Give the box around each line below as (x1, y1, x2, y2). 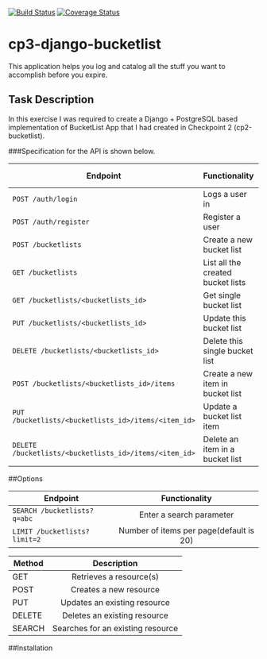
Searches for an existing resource (52, 622, 179, 634)
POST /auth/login (12, 195, 78, 203)
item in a (203, 443, 235, 454)
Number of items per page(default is (118, 525, 255, 536)
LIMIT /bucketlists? (12, 526, 90, 536)
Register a (203, 211, 241, 222)
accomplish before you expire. (8, 70, 108, 79)
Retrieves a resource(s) (71, 571, 159, 582)
